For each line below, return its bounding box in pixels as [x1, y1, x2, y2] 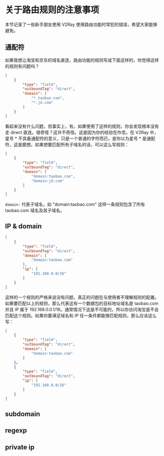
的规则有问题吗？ [5, 63, 40, 69]
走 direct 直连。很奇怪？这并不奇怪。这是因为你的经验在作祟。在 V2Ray [5, 129, 149, 135]
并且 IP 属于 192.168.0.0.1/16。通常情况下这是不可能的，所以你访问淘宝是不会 [5, 306, 159, 312]
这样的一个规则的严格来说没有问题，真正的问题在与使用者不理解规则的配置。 [5, 294, 159, 300]
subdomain [5, 410, 41, 418]
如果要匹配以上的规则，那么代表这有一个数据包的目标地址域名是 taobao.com [5, 300, 159, 306]
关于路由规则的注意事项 [5, 4, 100, 16]
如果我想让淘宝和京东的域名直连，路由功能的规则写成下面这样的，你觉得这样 [5, 57, 159, 63]
